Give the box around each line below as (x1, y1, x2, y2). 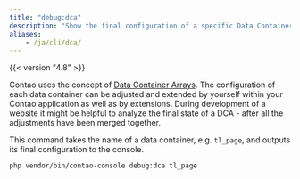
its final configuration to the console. (9, 144, 145, 155)
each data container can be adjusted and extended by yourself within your (9, 89, 284, 100)
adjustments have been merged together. (9, 118, 162, 128)
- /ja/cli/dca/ (25, 37, 82, 47)
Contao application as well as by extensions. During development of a (9, 99, 266, 110)
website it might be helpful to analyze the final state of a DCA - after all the (9, 108, 284, 118)
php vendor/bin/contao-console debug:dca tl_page (9, 161, 198, 170)
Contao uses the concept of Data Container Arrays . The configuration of (9, 79, 276, 90)
